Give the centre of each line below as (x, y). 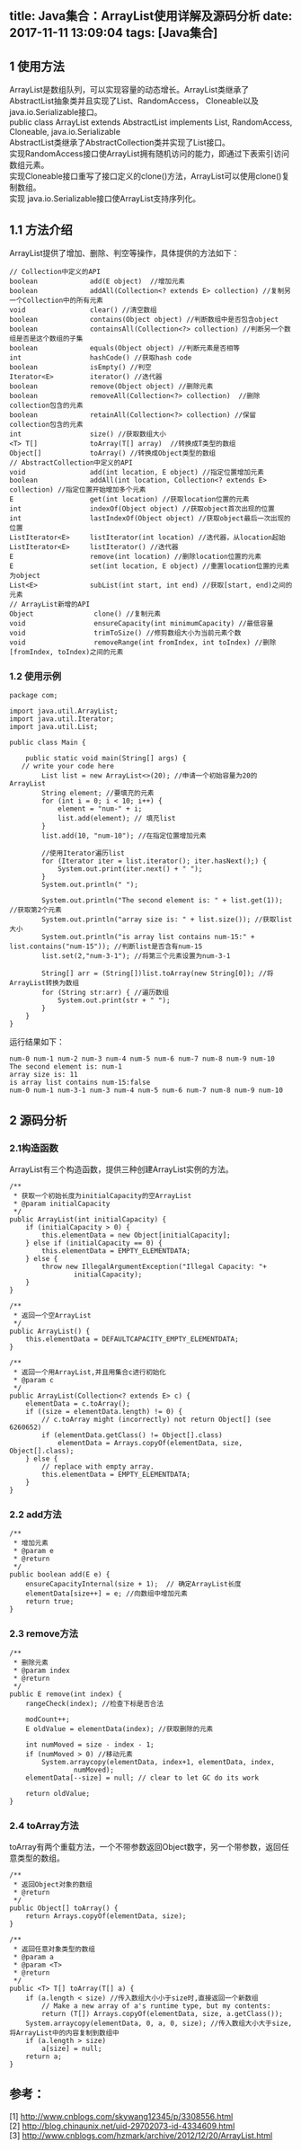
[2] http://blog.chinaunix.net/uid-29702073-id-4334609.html (122, 2126)
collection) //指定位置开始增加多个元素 (78, 490)
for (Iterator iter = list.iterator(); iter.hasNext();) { (155, 861)
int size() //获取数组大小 (88, 434)
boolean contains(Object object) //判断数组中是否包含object (144, 320)
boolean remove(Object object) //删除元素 (111, 386)
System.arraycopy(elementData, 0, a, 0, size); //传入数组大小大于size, (159, 2023)
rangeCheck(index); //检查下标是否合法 (95, 1703)
